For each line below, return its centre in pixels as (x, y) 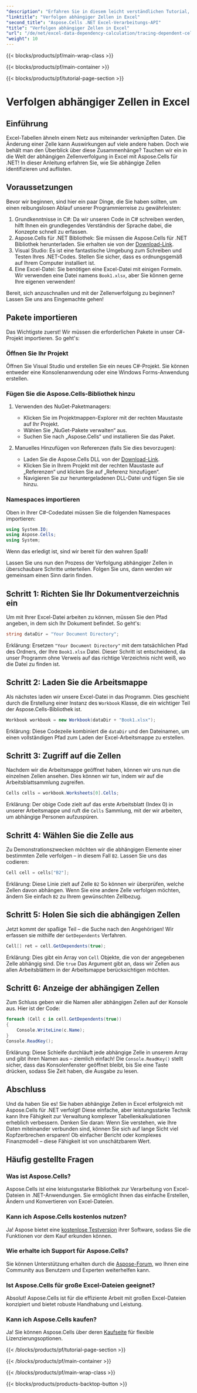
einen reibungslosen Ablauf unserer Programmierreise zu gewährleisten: (94, 208)
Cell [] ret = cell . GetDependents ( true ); (56, 946)
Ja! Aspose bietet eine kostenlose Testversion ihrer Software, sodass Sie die (98, 1229)
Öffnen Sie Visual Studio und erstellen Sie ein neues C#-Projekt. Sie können (98, 366)
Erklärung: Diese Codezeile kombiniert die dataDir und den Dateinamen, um (98, 731)
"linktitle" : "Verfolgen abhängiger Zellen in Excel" (73, 17)
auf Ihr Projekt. (41, 424)
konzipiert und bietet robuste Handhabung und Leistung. (74, 1304)
